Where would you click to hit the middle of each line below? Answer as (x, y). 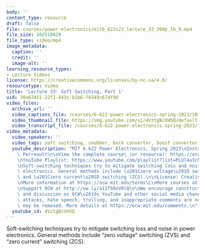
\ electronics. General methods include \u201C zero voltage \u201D (103, 171)
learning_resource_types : (39, 69)
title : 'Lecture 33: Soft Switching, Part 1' (65, 92)
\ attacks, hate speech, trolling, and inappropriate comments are (105, 200)
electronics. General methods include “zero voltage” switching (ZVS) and (98, 235)
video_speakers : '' (37, 137)
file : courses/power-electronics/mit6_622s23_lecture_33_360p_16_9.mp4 (99, 29)
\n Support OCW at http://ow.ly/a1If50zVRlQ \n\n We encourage (95, 189)
